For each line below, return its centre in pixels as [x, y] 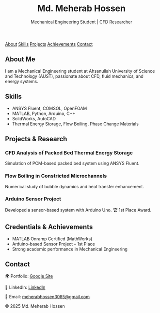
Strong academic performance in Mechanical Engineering [70, 249]
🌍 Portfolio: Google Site [29, 276]
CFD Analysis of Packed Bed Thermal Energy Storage [69, 152]
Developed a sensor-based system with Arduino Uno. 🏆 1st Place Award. [78, 210]
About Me [20, 59]
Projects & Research [36, 139]
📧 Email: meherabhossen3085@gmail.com [48, 297]
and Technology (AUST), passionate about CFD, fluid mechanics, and [74, 76]
